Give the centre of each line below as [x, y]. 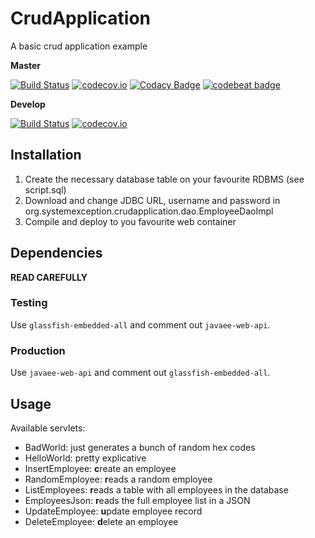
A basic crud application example [79, 46]
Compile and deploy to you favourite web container [130, 221]
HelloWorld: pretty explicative [85, 458]
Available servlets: [48, 428]
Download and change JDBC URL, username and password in [152, 200]
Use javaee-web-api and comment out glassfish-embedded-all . [140, 373]
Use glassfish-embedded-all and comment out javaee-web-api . [140, 324]
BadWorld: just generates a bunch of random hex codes [140, 447]
